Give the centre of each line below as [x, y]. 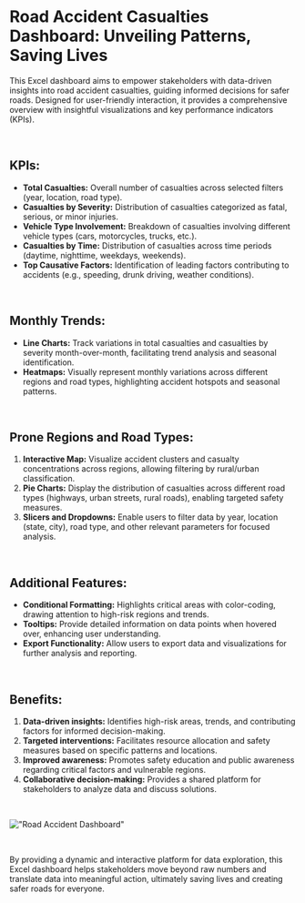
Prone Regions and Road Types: [102, 437]
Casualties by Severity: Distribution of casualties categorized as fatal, [155, 207]
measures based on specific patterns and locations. [120, 750]
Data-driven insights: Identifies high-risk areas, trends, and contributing [159, 721]
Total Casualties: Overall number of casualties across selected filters [153, 188]
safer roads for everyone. [57, 888]
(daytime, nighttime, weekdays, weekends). [104, 255]
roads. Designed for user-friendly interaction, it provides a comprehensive [148, 100]
